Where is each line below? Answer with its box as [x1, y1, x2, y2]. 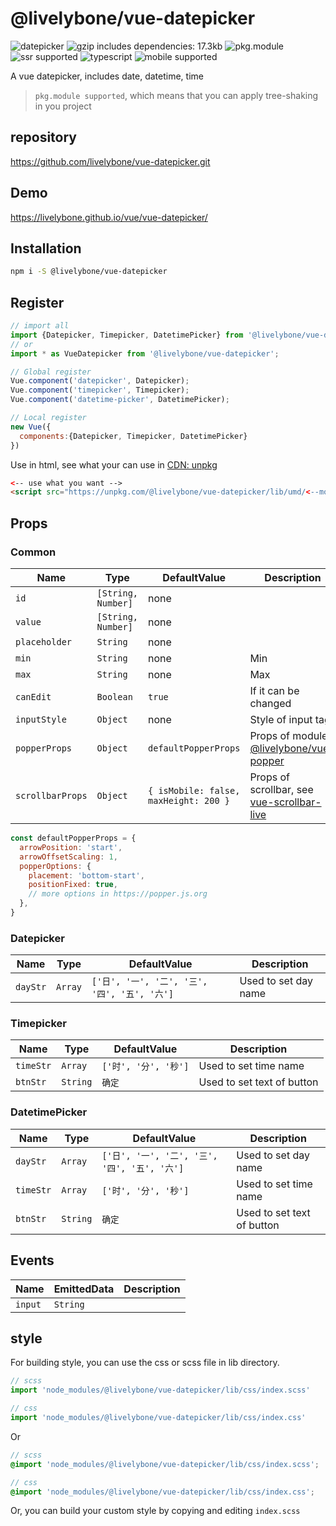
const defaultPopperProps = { [10, 833, 137, 843]
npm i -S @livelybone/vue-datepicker [10, 267, 168, 277]
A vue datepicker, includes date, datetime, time [10, 70, 204, 82]
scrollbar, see [249, 783, 314, 796]
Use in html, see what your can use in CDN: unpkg [10, 458, 218, 471]
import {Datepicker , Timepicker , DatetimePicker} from [10, 330, 244, 340]
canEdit [15, 692, 52, 702]
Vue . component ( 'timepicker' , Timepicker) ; [10, 385, 190, 396]
